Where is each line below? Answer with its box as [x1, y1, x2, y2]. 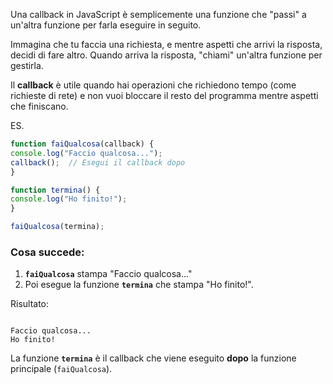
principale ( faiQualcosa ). [10, 363, 113, 375]
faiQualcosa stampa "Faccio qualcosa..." [24, 268, 193, 280]
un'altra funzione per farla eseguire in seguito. [10, 19, 202, 31]
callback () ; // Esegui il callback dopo [10, 157, 186, 168]
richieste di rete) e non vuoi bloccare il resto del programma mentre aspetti [10, 90, 319, 101]
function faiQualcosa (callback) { [10, 139, 155, 149]
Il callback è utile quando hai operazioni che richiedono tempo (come [10, 79, 297, 91]
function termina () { [10, 185, 101, 195]
